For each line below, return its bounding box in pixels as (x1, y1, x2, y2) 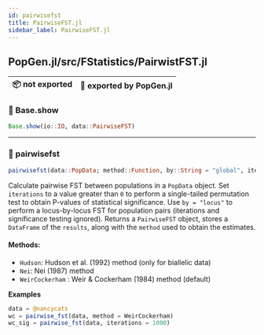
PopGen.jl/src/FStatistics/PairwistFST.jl (8, 55, 208, 68)
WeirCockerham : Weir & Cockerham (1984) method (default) (19, 274, 211, 283)
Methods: (8, 240, 41, 249)
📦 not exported (12, 79, 73, 90)
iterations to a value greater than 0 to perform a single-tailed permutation (8, 189, 250, 198)
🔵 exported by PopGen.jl (79, 80, 173, 91)
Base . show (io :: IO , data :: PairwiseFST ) (8, 122, 135, 130)
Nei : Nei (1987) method (19, 266, 94, 275)
